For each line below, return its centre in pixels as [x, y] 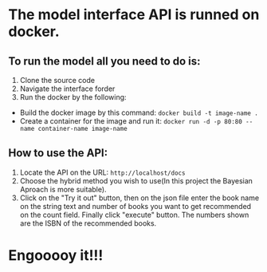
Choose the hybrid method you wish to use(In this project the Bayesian [136, 180]
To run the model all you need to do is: [104, 61]
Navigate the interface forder [67, 89]
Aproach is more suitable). [63, 189]
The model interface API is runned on [134, 15]
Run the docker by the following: [73, 97]
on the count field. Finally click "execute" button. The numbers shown [134, 215]
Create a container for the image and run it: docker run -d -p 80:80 [131, 121]
